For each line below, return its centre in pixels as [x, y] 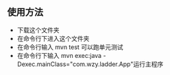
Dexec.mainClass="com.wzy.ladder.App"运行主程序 [90, 64]
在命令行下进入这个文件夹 [53, 38]
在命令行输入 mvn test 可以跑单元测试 [70, 47]
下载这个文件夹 [38, 30]
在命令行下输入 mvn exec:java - [61, 55]
